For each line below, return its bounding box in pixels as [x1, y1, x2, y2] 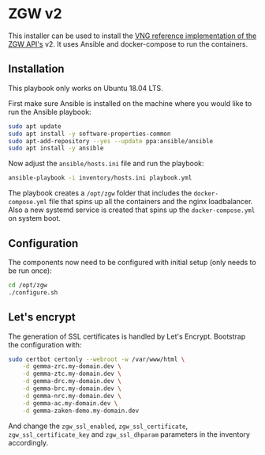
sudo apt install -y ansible [8, 144, 104, 153]
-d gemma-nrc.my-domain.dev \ [22, 392, 122, 400]
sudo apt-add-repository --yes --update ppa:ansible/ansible [8, 137, 214, 145]
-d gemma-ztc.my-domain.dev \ [22, 370, 122, 378]
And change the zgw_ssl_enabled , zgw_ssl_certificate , [8, 421, 188, 430]
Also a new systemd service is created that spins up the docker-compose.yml [8, 205, 256, 214]
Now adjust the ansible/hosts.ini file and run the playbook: [8, 159, 204, 169]
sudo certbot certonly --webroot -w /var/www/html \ [8, 355, 185, 363]
